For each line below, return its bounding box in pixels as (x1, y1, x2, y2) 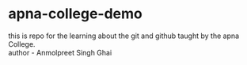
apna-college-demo (8, 5, 142, 23)
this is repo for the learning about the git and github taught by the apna (8, 31, 240, 40)
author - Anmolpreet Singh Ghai (8, 48, 112, 57)
